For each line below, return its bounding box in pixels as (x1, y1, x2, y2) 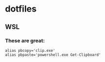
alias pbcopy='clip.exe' (5, 48, 55, 53)
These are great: (5, 37, 45, 44)
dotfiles (5, 3, 37, 15)
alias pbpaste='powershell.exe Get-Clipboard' (5, 52, 101, 57)
